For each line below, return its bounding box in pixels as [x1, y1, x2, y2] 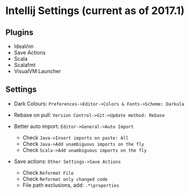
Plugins [5, 27, 34, 37]
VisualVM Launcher [13, 68, 62, 74]
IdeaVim [13, 43, 34, 50]
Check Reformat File [22, 169, 74, 176]
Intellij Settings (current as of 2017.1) [5, 4, 185, 18]
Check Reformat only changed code [22, 175, 108, 182]
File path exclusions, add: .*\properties [22, 181, 119, 188]
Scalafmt [13, 61, 36, 68]
